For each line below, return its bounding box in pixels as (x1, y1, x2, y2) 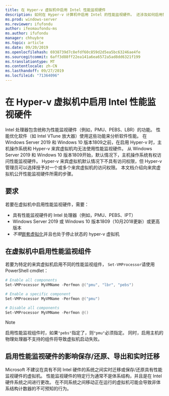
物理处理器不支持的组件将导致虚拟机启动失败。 (5, 336, 102, 342)
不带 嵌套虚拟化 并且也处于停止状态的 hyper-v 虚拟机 (12, 231, 120, 237)
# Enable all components (5, 278, 57, 283)
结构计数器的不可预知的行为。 (9, 385, 71, 391)
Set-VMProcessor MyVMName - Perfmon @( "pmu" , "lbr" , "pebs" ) (5, 282, 134, 288)
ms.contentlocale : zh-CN (5, 64, 57, 69)
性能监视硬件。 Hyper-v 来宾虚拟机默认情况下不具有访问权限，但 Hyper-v (9, 158, 162, 164)
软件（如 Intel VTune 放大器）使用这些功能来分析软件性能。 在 (18, 133, 147, 139)
